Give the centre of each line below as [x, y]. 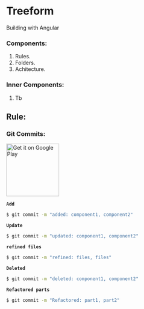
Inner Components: [35, 85]
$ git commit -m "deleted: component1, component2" [72, 279]
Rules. [23, 57]
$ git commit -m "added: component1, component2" [70, 215]
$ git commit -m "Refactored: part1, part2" [63, 300]
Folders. [25, 63]
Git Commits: [26, 133]
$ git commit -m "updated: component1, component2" [72, 236]
